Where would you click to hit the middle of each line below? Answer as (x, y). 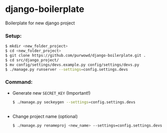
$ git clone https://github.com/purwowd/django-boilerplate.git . (76, 55)
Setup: (13, 36)
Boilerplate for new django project (40, 23)
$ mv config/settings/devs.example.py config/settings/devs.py (72, 65)
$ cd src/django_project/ (32, 60)
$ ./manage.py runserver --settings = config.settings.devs (67, 69)
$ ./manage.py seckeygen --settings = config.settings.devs (74, 102)
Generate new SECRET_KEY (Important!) (51, 93)
